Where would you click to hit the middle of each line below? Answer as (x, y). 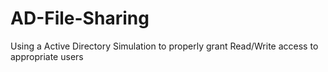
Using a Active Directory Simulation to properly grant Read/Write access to (164, 46)
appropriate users (47, 56)
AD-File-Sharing (80, 18)
